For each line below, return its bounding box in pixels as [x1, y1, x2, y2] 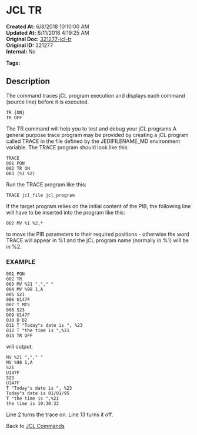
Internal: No [6, 48, 36, 55]
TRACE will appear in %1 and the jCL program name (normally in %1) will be [6, 236, 189, 244]
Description [6, 76, 50, 86]
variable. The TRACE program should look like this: [6, 143, 129, 150]
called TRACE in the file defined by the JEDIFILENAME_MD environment [6, 138, 181, 145]
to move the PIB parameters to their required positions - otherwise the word [6, 230, 189, 237]
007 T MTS [6, 302, 31, 308]
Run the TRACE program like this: [6, 180, 87, 188]
